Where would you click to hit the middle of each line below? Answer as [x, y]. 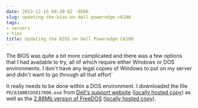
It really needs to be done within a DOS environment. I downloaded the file [97, 86]
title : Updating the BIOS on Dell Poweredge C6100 [70, 39]
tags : [13, 22]
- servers [18, 28]
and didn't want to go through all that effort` [60, 75]
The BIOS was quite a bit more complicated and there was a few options [94, 56]
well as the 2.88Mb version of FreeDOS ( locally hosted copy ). [81, 99]
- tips [14, 34]
